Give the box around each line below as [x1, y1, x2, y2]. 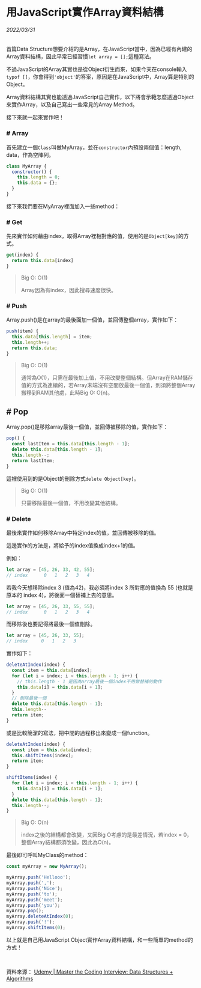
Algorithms [6, 975, 34, 982]
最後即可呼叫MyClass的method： [6, 852, 89, 859]
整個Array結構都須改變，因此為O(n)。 [20, 839, 114, 846]
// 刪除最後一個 [11, 695, 47, 701]
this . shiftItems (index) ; [11, 752, 74, 758]
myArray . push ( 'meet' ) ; [6, 897, 63, 903]
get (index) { [6, 252, 39, 258]
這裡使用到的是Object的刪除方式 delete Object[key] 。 [6, 475, 140, 482]
